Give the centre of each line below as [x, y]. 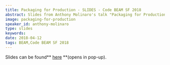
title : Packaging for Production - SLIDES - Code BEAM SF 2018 [73, 10]
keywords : [16, 33]
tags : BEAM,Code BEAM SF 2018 [37, 43]
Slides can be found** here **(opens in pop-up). [56, 57]
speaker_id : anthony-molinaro [37, 24]
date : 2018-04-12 [24, 38]
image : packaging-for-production [40, 19]
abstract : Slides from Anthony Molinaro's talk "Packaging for [73, 15]
